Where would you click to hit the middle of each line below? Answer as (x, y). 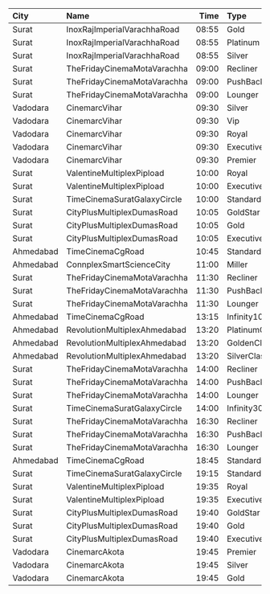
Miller (237, 264)
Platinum (243, 42)
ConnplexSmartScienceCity (119, 264)
